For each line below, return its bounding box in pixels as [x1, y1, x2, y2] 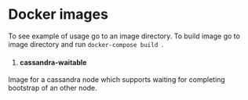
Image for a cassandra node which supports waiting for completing [8, 75, 225, 84]
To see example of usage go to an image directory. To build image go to [8, 31, 241, 41]
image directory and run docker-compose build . [8, 39, 164, 48]
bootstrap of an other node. [8, 84, 98, 93]
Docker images [8, 5, 108, 23]
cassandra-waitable [19, 57, 87, 67]
